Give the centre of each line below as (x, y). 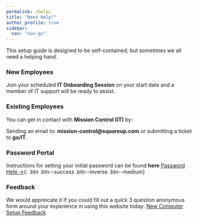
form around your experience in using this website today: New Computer (95, 206)
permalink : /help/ (29, 12)
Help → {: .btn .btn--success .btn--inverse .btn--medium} (76, 172)
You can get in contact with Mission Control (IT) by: (69, 120)
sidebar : (17, 28)
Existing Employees (35, 107)
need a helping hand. (32, 57)
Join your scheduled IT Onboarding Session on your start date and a (90, 85)
